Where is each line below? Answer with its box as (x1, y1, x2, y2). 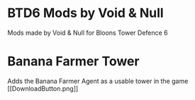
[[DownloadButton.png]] (7, 84, 79, 93)
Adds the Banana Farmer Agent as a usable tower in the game (7, 77, 189, 85)
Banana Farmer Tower (7, 53, 140, 70)
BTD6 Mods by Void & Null (7, 5, 165, 21)
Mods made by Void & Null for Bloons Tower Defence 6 (7, 28, 168, 37)
